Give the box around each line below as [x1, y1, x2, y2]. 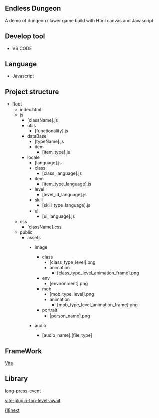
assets [27, 235, 41, 241]
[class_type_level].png [49, 259, 96, 265]
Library [5, 374, 28, 383]
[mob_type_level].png [49, 291, 94, 297]
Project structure [5, 87, 59, 96]
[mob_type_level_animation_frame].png [57, 302, 138, 308]
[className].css [27, 224, 62, 230]
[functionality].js [34, 128, 68, 134]
